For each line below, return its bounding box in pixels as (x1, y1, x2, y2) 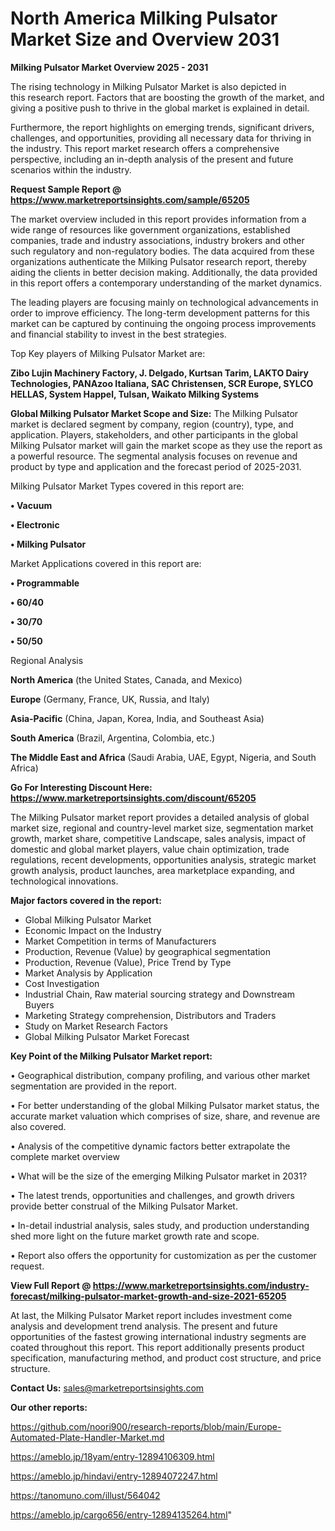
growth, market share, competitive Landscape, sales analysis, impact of (10, 832, 307, 844)
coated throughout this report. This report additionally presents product (10, 1341, 305, 1353)
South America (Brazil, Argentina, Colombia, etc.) (10, 732, 216, 744)
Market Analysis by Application (24, 967, 153, 979)
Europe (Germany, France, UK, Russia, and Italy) (10, 693, 210, 705)
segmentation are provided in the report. (10, 1080, 177, 1092)
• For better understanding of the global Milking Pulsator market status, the (10, 1099, 320, 1111)
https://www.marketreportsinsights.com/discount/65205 (10, 792, 257, 804)
